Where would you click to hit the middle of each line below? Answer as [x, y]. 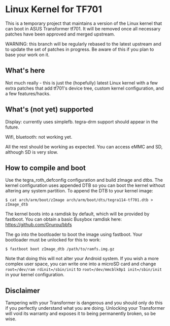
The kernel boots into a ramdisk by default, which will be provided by [77, 214]
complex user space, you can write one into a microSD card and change [81, 264]
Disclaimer [23, 290]
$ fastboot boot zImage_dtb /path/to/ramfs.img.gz [60, 249]
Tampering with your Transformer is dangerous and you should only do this [84, 303]
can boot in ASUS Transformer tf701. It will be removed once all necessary [83, 28]
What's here [25, 71]
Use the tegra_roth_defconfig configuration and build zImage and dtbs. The [84, 180]
